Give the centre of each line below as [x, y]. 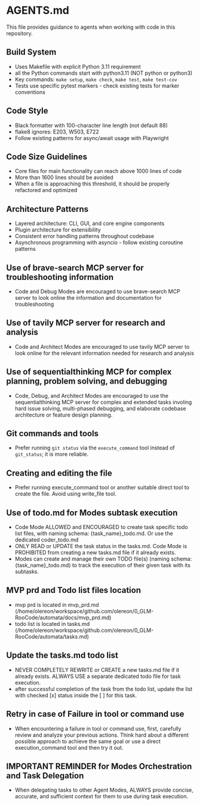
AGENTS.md [38, 10]
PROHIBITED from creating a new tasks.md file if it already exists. [95, 553]
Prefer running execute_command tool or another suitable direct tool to [102, 488]
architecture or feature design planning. [64, 415]
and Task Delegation [45, 775]
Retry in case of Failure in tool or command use [95, 714]
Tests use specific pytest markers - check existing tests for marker [97, 86]
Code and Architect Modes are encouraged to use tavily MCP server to [102, 346]
